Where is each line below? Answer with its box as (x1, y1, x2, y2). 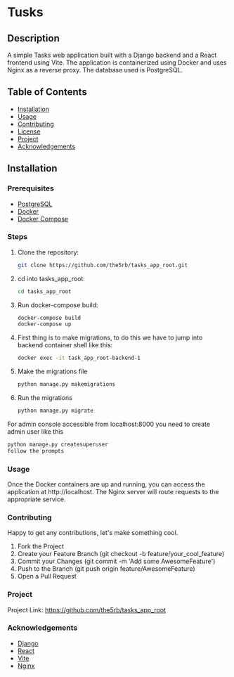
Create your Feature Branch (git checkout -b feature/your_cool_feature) (17, 550, 225, 558)
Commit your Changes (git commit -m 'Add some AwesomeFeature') (17, 557, 216, 566)
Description (7, 32, 60, 44)
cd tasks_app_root (17, 288, 72, 295)
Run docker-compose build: (17, 300, 98, 309)
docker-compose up (17, 321, 72, 328)
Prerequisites (7, 183, 54, 193)
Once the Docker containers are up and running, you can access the (7, 479, 205, 489)
